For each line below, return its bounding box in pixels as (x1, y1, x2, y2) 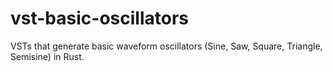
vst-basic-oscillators (10, 7, 189, 30)
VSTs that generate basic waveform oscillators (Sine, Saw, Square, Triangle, (10, 40, 323, 52)
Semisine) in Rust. (10, 50, 85, 62)
